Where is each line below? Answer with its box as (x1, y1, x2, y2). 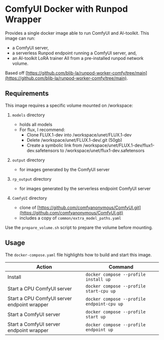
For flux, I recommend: (19, 127, 65, 132)
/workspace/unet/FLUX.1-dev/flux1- (82, 142, 155, 148)
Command (108, 263, 134, 270)
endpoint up (85, 327, 113, 332)
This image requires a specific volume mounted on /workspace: (5, 102, 133, 108)
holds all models (19, 121, 53, 127)
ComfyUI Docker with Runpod (5, 3, 128, 15)
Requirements (5, 89, 49, 98)
